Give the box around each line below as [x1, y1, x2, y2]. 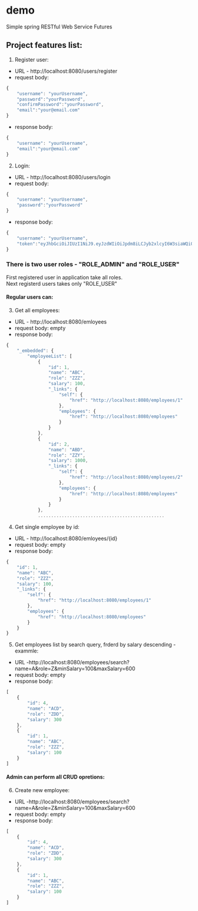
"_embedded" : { [16, 347, 54, 354]
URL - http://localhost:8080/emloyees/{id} [14, 535, 118, 542]
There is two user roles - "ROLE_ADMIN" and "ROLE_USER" [6, 260, 180, 269]
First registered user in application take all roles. [6, 273, 123, 281]
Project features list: [6, 40, 82, 50]
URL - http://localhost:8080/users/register [14, 67, 118, 75]
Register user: [14, 56, 49, 63]
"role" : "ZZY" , [48, 452, 85, 458]
